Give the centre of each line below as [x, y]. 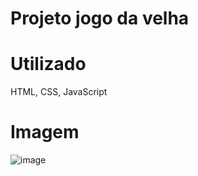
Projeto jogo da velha [100, 18]
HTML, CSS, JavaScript [59, 92]
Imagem [45, 132]
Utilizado [48, 64]
